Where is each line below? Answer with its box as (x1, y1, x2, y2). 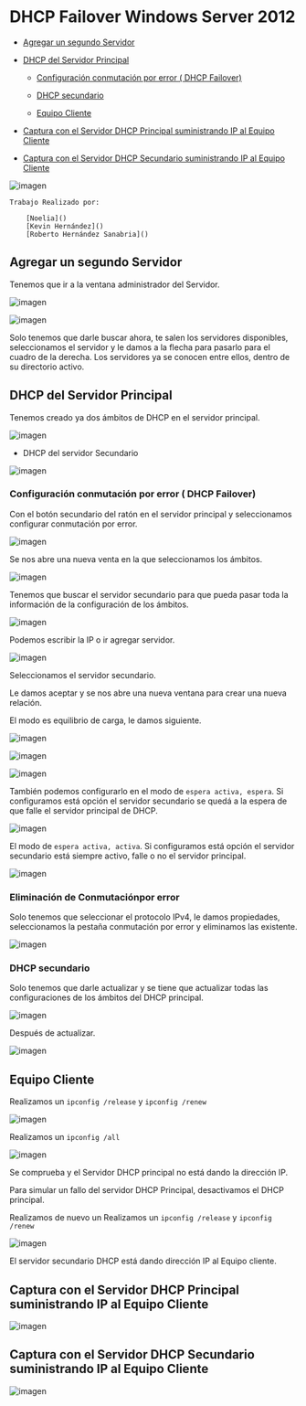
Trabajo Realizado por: (9, 197, 100, 207)
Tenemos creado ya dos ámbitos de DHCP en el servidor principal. (9, 411, 260, 422)
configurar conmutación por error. (9, 518, 138, 529)
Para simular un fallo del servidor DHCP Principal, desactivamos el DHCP (9, 1185, 285, 1196)
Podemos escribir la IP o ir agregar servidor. (9, 634, 175, 645)
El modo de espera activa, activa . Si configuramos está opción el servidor (9, 840, 295, 851)
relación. (9, 697, 43, 708)
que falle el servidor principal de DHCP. (9, 804, 158, 815)
